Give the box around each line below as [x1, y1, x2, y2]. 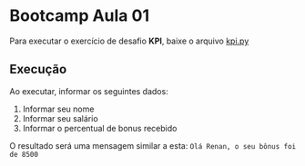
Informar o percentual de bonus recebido [22, 122, 178, 133]
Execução [9, 62, 67, 77]
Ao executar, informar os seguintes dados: [9, 85, 168, 96]
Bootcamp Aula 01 [9, 5, 150, 26]
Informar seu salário [22, 112, 98, 123]
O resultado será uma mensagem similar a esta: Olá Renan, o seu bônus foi [9, 140, 297, 151]
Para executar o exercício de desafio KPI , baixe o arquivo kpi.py [9, 35, 249, 46]
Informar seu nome [22, 103, 95, 114]
